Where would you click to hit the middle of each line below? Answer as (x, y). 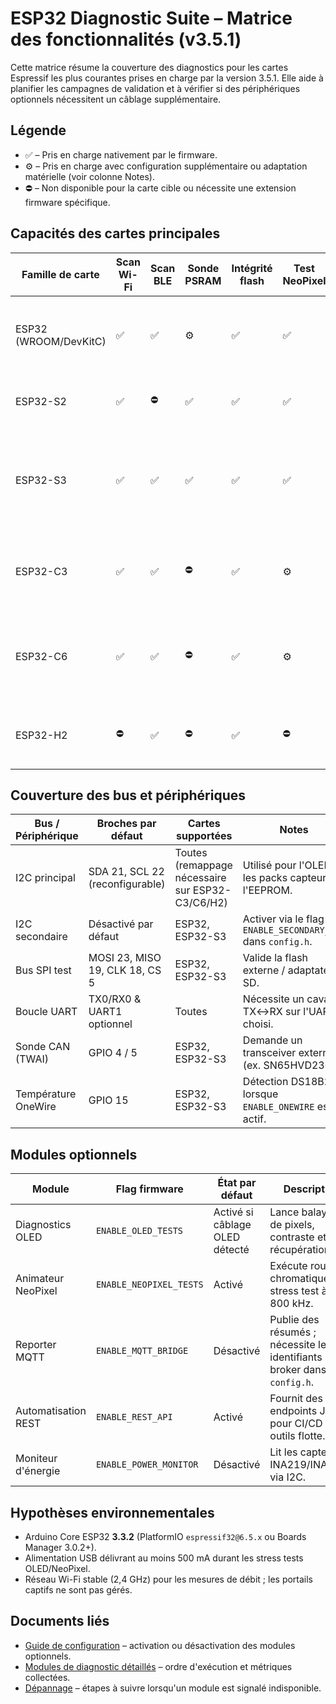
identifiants (296, 1357)
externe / (264, 970)
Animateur (40, 1279)
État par (237, 1183)
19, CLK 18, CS (125, 970)
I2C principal (45, 878)
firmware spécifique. (67, 202)
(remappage (203, 865)
